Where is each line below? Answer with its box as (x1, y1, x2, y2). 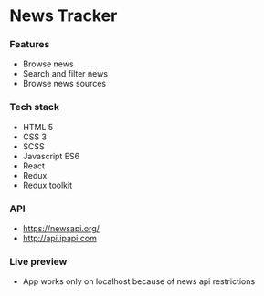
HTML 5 (22, 121, 54, 132)
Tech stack (9, 101, 59, 114)
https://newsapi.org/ (22, 223, 100, 234)
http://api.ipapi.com (22, 233, 98, 244)
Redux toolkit (22, 179, 73, 190)
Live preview (9, 256, 68, 268)
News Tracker (9, 5, 118, 26)
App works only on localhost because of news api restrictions (22, 276, 256, 287)
